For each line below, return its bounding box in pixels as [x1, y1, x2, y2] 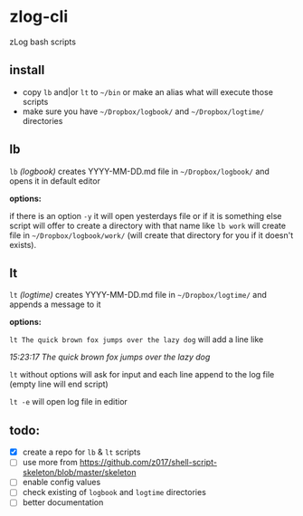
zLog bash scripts [9, 36, 77, 47]
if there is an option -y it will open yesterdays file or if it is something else [9, 210, 282, 221]
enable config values [22, 477, 101, 488]
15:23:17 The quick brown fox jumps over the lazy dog [9, 351, 211, 363]
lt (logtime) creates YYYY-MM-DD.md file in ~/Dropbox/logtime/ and [9, 290, 267, 301]
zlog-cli [9, 6, 69, 27]
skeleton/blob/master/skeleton [22, 467, 137, 478]
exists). [9, 239, 37, 250]
